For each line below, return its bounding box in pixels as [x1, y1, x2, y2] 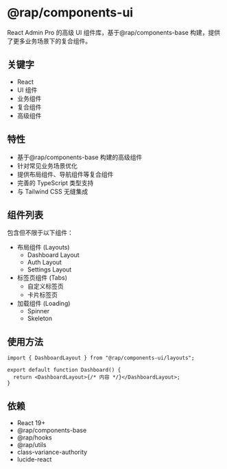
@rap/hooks [16, 433, 53, 442]
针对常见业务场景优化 [16, 161, 77, 169]
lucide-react [16, 455, 52, 464]
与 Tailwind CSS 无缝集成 [16, 187, 88, 195]
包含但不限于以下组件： [7, 228, 73, 237]
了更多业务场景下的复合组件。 [7, 36, 91, 45]
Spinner [27, 307, 50, 315]
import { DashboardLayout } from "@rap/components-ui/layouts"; [7, 354, 195, 361]
